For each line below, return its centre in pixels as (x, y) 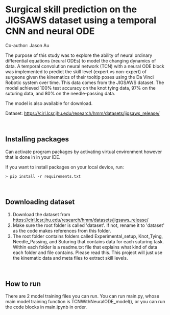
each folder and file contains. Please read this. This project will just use (87, 253)
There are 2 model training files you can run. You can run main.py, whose (82, 296)
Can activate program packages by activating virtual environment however (84, 152)
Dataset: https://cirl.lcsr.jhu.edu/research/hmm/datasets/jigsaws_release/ (82, 113)
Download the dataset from (41, 214)
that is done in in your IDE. (33, 157)
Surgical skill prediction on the (71, 9)
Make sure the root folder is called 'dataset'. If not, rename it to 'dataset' (89, 225)
